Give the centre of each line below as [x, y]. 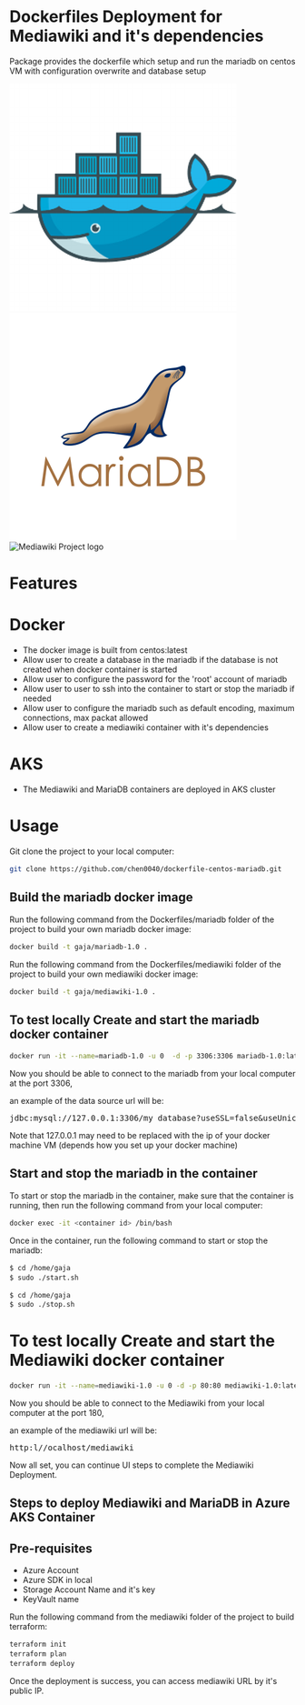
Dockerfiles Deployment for [116, 17]
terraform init [38, 1645]
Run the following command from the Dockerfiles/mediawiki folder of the [145, 964]
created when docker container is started [100, 669]
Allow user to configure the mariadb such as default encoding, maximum [158, 708]
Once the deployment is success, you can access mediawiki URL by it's [143, 1680]
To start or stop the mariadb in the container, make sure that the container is [152, 1195]
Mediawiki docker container [117, 1360]
